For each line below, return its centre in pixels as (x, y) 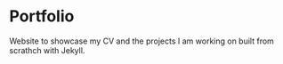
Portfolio (42, 16)
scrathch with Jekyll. (47, 50)
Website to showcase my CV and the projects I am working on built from (141, 41)
